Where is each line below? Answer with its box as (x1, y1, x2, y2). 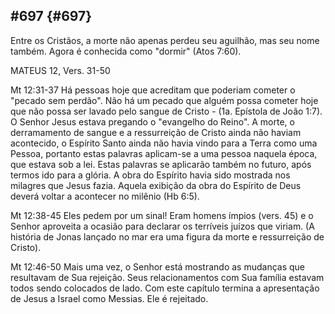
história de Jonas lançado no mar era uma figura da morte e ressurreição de (10, 230, 325, 243)
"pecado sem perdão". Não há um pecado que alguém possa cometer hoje (10, 94, 319, 106)
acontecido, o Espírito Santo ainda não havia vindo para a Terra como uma (10, 137, 318, 149)
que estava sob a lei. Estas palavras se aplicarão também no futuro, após (10, 158, 312, 170)
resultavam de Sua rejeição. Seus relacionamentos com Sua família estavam (10, 271, 325, 283)
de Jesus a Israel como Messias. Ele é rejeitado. (10, 292, 209, 304)
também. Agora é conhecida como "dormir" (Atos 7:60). (10, 45, 242, 57)
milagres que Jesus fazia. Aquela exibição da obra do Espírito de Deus (10, 179, 302, 191)
